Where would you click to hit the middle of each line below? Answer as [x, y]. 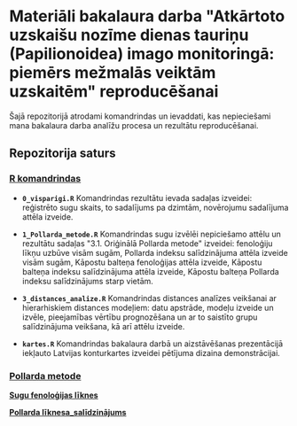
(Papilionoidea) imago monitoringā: [142, 54]
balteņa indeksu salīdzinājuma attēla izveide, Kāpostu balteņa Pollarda [150, 271]
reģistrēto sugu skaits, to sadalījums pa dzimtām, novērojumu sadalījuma [155, 207]
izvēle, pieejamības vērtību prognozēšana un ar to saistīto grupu [140, 317]
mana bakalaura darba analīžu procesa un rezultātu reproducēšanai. [134, 125]
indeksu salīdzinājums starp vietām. [87, 281]
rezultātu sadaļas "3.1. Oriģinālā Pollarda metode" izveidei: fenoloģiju [147, 243]
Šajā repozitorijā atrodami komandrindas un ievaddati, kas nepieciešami [140, 116]
